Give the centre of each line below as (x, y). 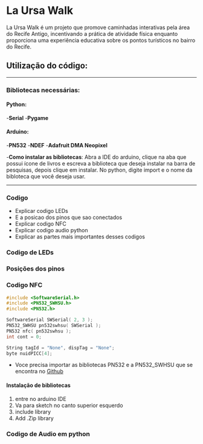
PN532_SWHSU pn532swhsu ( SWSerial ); (54, 326)
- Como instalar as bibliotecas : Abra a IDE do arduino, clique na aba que (96, 157)
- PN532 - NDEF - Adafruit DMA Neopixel (57, 146)
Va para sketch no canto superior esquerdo (69, 405)
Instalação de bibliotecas (38, 385)
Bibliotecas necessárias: (43, 90)
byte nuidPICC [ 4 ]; (29, 353)
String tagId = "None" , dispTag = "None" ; (60, 348)
